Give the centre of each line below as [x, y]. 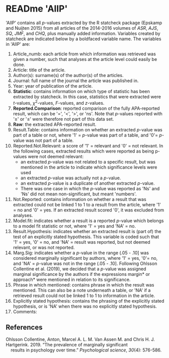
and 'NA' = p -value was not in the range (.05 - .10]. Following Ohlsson [85, 263]
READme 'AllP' [37, 9]
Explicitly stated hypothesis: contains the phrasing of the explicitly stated [89, 301]
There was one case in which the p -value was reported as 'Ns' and [90, 188]
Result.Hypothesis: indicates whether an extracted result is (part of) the [87, 231]
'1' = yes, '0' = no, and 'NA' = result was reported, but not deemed [81, 242]
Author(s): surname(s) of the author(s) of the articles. [68, 75]
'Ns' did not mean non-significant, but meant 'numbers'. [79, 194]
